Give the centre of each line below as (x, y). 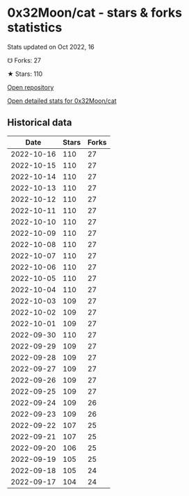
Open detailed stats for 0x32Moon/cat (62, 101)
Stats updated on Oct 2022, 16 (51, 47)
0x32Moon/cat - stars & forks (95, 13)
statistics (35, 27)
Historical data (40, 123)
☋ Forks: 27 (24, 60)
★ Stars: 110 (25, 74)
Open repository (31, 87)
